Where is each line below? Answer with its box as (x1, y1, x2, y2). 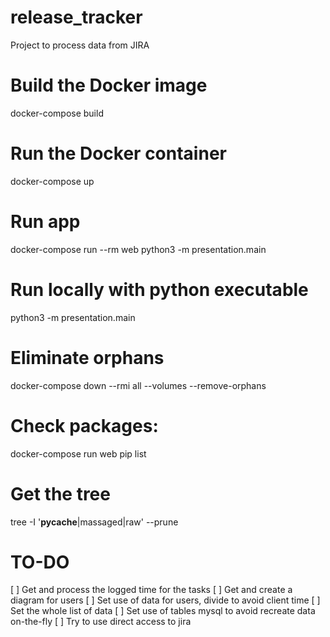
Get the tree (10, 482, 111, 505)
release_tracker (10, 6, 143, 29)
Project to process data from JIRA (10, 39, 150, 51)
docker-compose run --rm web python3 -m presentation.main (10, 243, 267, 255)
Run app (10, 211, 81, 233)
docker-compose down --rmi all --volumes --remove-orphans (10, 379, 267, 391)
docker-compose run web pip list (10, 447, 147, 460)
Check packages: (10, 414, 159, 437)
